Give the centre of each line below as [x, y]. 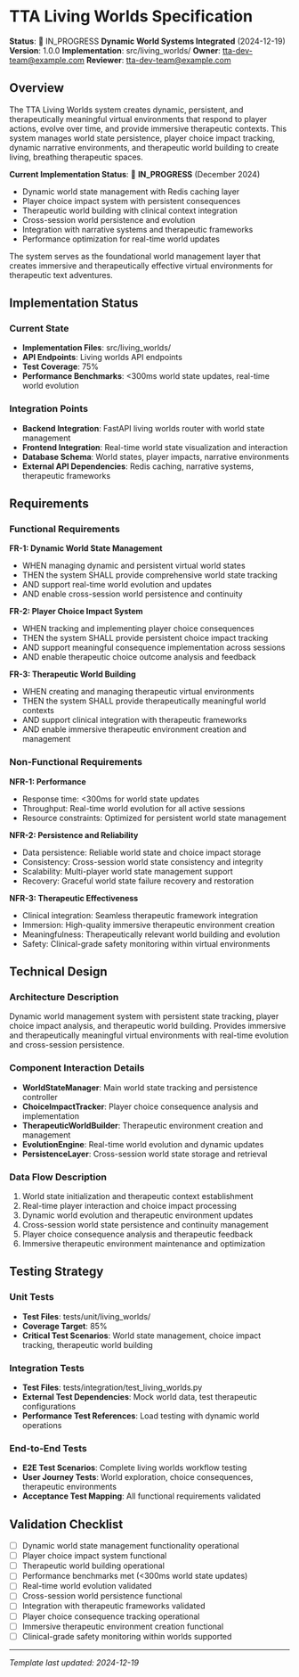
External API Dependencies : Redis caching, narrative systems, [137, 466]
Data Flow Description [58, 1177]
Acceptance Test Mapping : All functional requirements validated [141, 1496]
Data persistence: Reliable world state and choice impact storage [141, 852]
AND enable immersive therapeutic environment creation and [134, 729]
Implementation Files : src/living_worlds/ [97, 348]
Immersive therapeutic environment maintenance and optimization [143, 1244]
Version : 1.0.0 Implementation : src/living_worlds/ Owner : [115, 50]
